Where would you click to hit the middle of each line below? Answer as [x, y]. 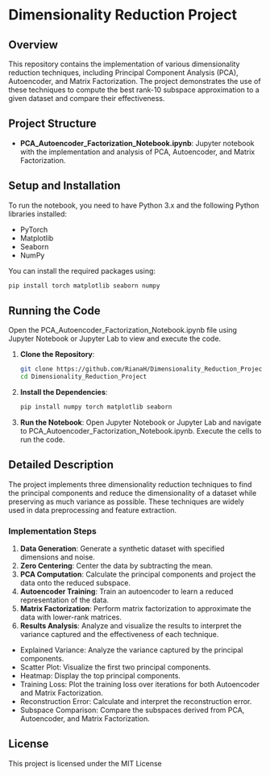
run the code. [42, 439]
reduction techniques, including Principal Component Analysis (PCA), [124, 73]
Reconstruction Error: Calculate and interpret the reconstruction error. [136, 702]
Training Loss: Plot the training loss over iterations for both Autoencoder [140, 685]
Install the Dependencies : [64, 392]
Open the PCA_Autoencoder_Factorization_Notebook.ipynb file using [123, 330]
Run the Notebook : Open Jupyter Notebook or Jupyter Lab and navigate [141, 422]
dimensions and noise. [57, 557]
